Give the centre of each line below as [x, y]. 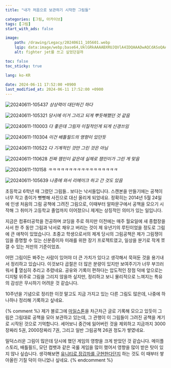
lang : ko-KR [18, 75]
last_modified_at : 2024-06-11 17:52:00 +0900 [54, 90]
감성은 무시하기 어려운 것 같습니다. [45, 283]
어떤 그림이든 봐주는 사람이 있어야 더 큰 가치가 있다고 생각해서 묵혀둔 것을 [78, 257]
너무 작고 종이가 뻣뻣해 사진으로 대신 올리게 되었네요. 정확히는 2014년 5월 [78, 198]
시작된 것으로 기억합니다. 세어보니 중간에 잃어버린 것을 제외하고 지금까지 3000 [88, 324]
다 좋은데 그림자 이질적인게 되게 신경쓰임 [89, 126]
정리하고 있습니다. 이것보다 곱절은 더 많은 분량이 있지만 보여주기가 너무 [80, 264]
